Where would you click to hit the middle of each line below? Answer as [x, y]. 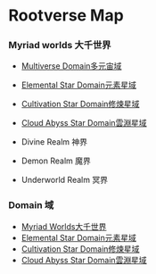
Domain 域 [31, 205]
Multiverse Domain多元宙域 [71, 66]
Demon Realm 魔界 [56, 161]
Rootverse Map [66, 16]
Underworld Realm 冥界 [65, 180]
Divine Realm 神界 [54, 142]
